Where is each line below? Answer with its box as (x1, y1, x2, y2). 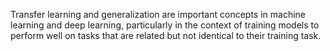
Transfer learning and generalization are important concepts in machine (10, 9, 306, 20)
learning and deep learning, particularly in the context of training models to (10, 19, 320, 31)
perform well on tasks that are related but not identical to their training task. (10, 30, 322, 41)
